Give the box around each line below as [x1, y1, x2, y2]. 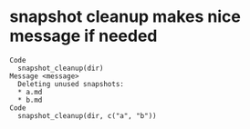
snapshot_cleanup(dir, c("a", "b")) [17, 111, 157, 120]
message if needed [9, 25, 158, 46]
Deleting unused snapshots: [17, 79, 125, 88]
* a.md [17, 87, 43, 96]
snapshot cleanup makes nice [9, 6, 242, 27]
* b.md [17, 95, 43, 104]
